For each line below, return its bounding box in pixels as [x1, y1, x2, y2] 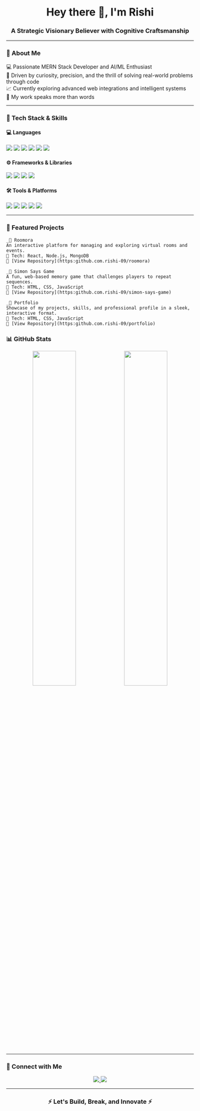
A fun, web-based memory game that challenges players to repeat [6, 274, 171, 280]
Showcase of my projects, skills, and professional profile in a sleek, [6, 305, 190, 311]
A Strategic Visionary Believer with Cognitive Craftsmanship [11, 27, 189, 35]
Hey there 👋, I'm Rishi [46, 5, 154, 19]
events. [6, 247, 26, 253]
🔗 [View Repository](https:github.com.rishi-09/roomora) [6, 258, 151, 264]
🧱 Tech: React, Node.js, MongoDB [6, 253, 89, 259]
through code [6, 78, 40, 85]
